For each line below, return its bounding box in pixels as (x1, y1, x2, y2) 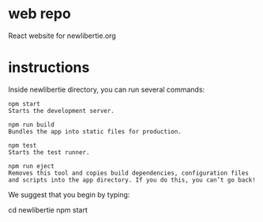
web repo (8, 5, 71, 23)
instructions (8, 58, 90, 77)
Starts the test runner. (8, 148, 90, 156)
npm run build (8, 120, 55, 129)
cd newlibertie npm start (8, 205, 88, 214)
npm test (8, 141, 37, 149)
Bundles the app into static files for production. (8, 127, 182, 135)
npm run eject (8, 162, 55, 170)
